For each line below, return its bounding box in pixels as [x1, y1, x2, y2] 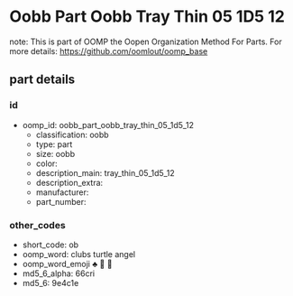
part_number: [35, 196, 87, 207]
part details [9, 72, 76, 88]
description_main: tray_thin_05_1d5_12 [35, 167, 175, 178]
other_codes [9, 218, 66, 231]
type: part [35, 138, 73, 150]
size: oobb [35, 148, 75, 159]
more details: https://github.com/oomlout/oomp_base [9, 45, 208, 56]
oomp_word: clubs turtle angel [22, 248, 136, 259]
